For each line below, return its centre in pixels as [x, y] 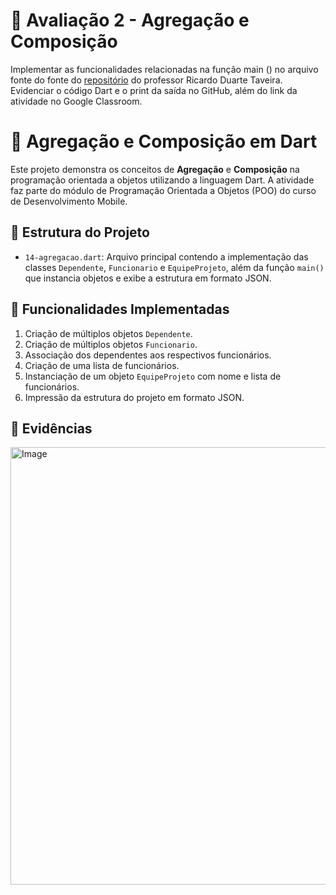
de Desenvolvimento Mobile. [69, 201]
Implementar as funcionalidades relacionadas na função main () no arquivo [164, 69]
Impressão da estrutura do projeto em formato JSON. [134, 397]
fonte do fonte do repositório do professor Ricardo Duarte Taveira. [146, 80]
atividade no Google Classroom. [76, 101]
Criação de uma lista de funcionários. [102, 365]
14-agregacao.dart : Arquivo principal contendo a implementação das [166, 256]
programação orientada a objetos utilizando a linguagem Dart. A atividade [162, 180]
